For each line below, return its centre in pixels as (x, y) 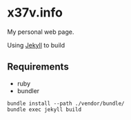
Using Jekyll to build (36, 45)
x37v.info (35, 13)
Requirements (38, 67)
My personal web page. (41, 32)
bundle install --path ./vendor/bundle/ (66, 103)
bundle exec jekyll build (44, 109)
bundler (28, 90)
